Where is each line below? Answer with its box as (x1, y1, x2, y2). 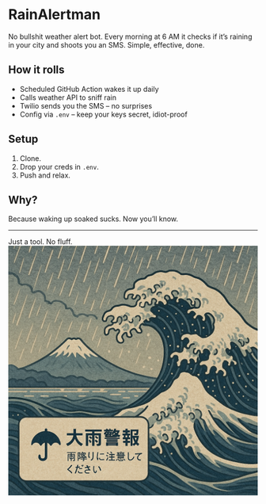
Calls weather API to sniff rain (19, 93, 117, 102)
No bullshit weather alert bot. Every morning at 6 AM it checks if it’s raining (8, 32, 253, 41)
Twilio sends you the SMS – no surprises (19, 101, 153, 110)
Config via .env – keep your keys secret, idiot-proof (19, 109, 188, 119)
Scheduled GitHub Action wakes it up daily (19, 84, 159, 94)
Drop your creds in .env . (19, 162, 99, 171)
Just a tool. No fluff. (8, 237, 73, 246)
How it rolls (8, 63, 65, 77)
